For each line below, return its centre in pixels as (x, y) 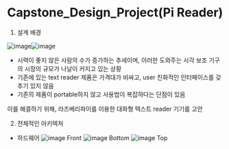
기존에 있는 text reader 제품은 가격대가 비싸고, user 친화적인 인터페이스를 (116, 77)
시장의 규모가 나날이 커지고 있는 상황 (73, 68)
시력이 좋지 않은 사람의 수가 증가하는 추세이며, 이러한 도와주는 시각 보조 (112, 60)
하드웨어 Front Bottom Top (92, 137)
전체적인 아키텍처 (40, 123)
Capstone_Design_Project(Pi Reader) (115, 13)
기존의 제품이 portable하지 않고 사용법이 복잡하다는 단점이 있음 (101, 94)
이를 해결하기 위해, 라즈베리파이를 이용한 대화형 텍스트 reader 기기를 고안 (105, 109)
